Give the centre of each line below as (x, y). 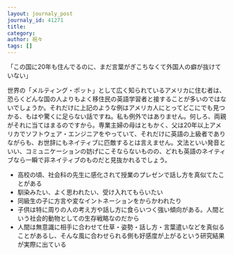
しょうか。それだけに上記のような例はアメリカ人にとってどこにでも (116, 108)
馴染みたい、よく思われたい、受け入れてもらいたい (90, 192)
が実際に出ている (42, 244)
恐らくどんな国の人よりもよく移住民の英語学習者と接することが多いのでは (114, 99)
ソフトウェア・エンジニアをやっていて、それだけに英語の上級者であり (126, 134)
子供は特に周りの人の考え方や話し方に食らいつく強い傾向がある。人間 (118, 209)
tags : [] (20, 46)
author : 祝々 (25, 40)
